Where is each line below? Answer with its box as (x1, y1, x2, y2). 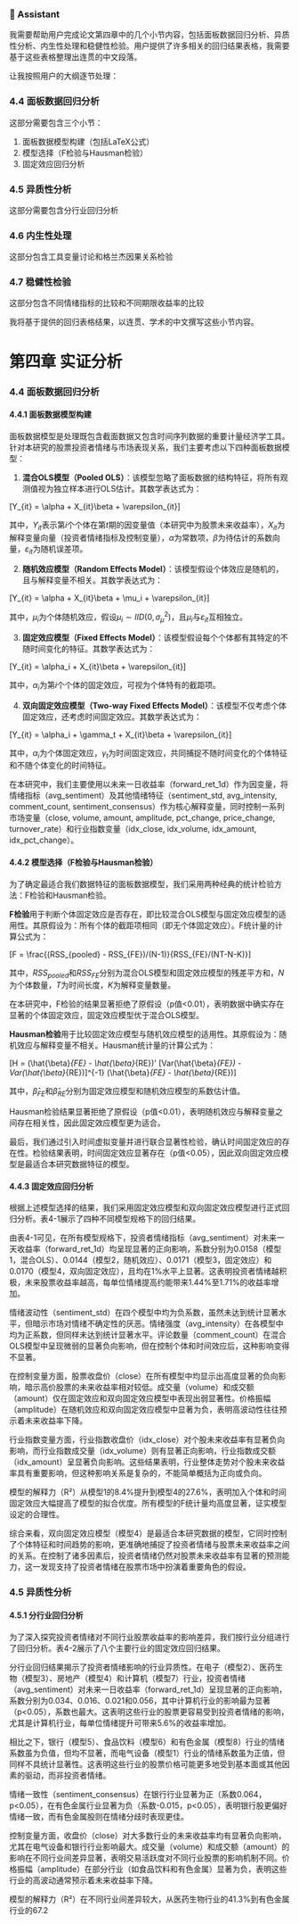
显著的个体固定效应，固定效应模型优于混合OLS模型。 (9, 1010, 205, 1021)
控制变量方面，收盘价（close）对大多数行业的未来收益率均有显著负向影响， (9, 1829, 287, 1841)
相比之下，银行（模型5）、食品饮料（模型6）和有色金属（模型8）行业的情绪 (9, 1736, 285, 1747)
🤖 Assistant (9, 8, 61, 21)
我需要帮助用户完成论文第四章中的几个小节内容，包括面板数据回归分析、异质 (9, 29, 290, 40)
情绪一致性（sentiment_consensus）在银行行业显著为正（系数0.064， (9, 1788, 267, 1799)
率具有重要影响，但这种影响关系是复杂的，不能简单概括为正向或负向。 (9, 1468, 267, 1479)
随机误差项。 (40, 543, 88, 554)
